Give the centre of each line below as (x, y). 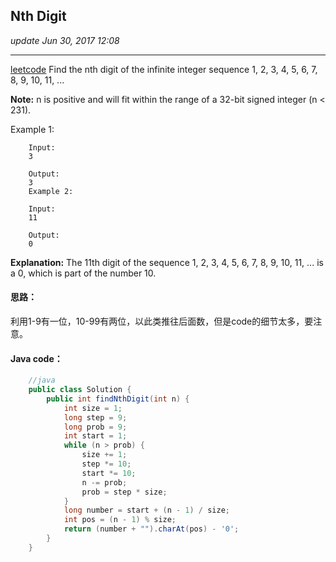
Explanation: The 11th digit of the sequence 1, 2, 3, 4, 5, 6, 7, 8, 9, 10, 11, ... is (167, 262)
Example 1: (32, 129)
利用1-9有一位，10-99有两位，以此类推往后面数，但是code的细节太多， (157, 321)
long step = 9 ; (95, 417)
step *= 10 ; (106, 464)
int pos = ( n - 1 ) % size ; (120, 520)
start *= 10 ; (109, 473)
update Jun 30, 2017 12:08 (65, 40)
